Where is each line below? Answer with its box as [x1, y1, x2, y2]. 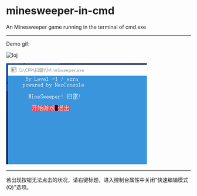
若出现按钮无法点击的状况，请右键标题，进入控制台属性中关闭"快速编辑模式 [6, 176, 189, 183]
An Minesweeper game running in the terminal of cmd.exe [6, 23, 147, 30]
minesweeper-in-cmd [6, 4, 115, 18]
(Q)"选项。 [6, 183, 32, 191]
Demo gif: [6, 40, 30, 47]
